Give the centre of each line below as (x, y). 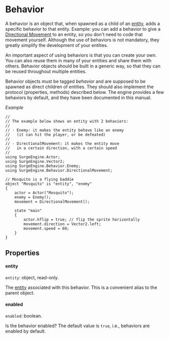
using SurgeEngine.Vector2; (35, 161)
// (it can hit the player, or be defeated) (55, 135)
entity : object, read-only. (32, 277)
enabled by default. (26, 331)
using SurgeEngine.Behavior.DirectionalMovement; (59, 170)
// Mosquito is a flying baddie (39, 179)
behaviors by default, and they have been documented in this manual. (78, 98)
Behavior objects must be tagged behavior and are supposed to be (76, 81)
